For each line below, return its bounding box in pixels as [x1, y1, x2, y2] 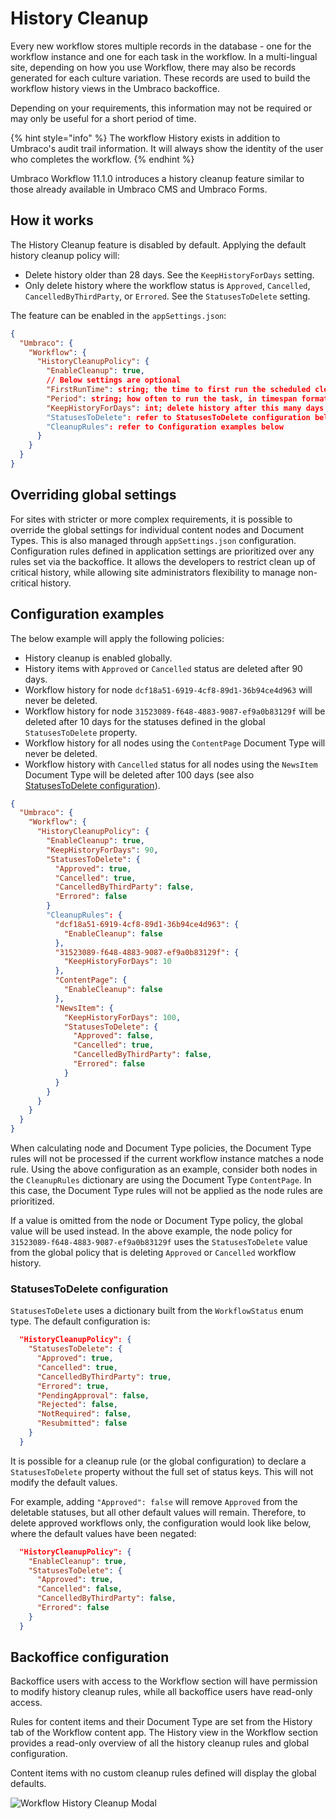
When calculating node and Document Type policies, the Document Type [10, 1142, 312, 1154]
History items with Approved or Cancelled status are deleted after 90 [24, 662, 303, 674]
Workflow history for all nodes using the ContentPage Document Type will [24, 737, 326, 749]
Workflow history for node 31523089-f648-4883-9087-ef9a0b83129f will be [24, 705, 326, 717]
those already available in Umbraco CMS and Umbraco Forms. [10, 183, 268, 195]
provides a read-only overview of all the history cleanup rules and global [10, 1737, 310, 1749]
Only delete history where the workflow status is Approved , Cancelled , [24, 279, 311, 291]
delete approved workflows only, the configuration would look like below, [10, 1517, 312, 1529]
